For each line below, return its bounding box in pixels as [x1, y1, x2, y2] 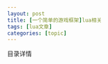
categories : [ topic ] [7, 29, 68, 37]
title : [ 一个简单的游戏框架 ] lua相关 [7, 17, 102, 24]
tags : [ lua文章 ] [7, 23, 52, 30]
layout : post [7, 10, 45, 17]
